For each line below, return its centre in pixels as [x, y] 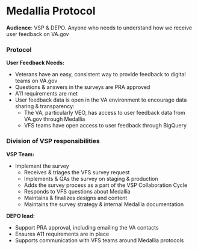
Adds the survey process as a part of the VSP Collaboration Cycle [106, 185]
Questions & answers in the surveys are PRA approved [82, 87]
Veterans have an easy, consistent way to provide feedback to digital [100, 75]
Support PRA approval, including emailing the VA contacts [87, 227]
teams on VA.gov [36, 81]
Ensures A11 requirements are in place [62, 234]
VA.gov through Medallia [54, 119]
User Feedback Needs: [36, 63]
